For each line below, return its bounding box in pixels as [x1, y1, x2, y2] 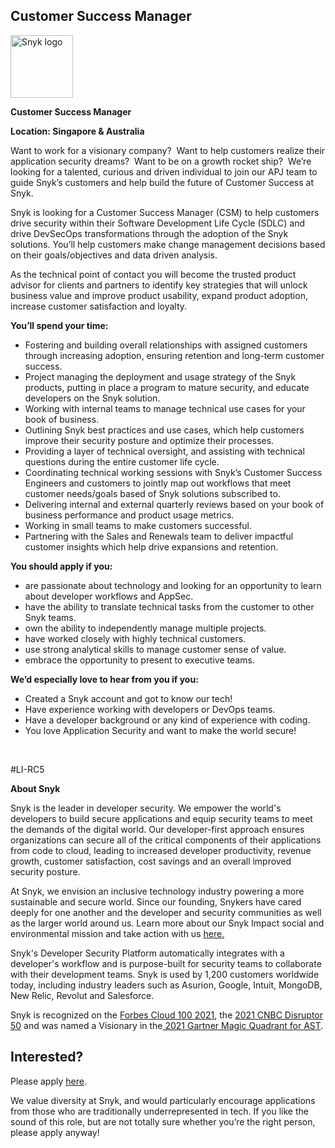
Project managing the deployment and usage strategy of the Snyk [24, 370, 297, 383]
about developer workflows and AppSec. [24, 590, 194, 602]
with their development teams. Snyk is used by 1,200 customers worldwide [10, 968, 320, 980]
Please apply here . [10, 1075, 87, 1087]
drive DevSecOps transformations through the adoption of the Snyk [10, 227, 289, 239]
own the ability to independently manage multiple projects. [24, 622, 267, 634]
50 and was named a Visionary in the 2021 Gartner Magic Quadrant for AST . [10, 1019, 324, 1031]
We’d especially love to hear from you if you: [10, 673, 199, 685]
